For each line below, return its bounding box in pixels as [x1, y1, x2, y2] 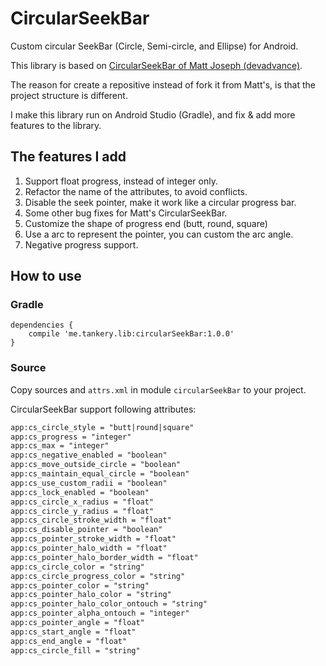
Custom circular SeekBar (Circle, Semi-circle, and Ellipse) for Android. [10, 40, 299, 52]
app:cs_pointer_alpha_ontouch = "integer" [10, 608, 190, 619]
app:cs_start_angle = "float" [10, 627, 137, 637]
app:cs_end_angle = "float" [10, 636, 128, 646]
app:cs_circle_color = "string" [10, 562, 145, 572]
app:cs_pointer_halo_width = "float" [10, 543, 168, 554]
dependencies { [10, 320, 74, 331]
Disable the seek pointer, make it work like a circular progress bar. [24, 196, 297, 208]
